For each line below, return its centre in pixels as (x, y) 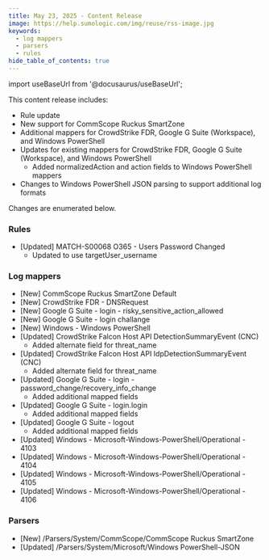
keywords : (25, 31)
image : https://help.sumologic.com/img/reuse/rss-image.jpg (112, 23)
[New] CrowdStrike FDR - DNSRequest (84, 302)
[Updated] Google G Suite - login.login (83, 406)
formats (33, 192)
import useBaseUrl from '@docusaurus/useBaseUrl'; (95, 84)
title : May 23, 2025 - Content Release (75, 16)
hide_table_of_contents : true (59, 61)
